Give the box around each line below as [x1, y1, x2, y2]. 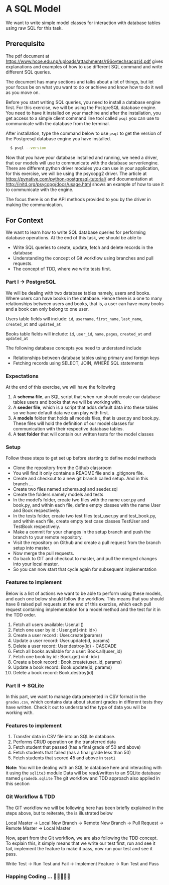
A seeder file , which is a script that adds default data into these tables [13, 404, 158, 410]
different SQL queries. [6, 69, 52, 75]
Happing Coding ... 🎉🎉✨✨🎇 [6, 873, 71, 880]
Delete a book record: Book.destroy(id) [13, 669, 94, 675]
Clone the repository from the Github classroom [13, 465, 112, 471]
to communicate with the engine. [6, 187, 74, 193]
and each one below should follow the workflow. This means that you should [6, 595, 164, 601]
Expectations [6, 373, 39, 380]
